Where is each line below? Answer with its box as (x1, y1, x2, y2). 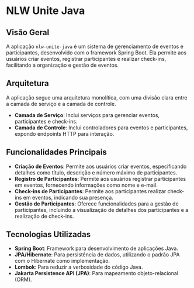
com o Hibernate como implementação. (14, 258, 110, 265)
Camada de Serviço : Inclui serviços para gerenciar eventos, (14, 111, 160, 118)
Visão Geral (6, 28, 50, 37)
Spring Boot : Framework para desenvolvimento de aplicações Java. (14, 245, 178, 252)
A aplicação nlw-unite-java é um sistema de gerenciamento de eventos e (6, 43, 184, 50)
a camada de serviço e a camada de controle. (6, 100, 116, 107)
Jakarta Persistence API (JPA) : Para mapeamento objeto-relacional (14, 270, 178, 277)
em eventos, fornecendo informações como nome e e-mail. (14, 181, 158, 188)
